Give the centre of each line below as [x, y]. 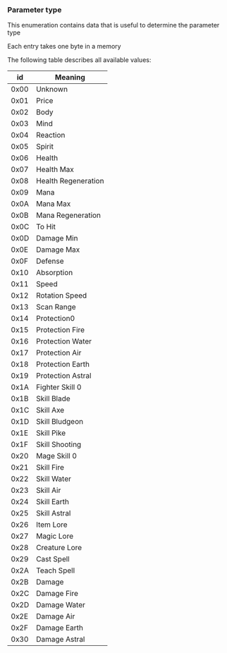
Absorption [55, 273]
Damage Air [56, 616]
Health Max [55, 169]
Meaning [70, 78]
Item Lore [52, 525]
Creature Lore [59, 548]
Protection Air [59, 353]
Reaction [51, 135]
